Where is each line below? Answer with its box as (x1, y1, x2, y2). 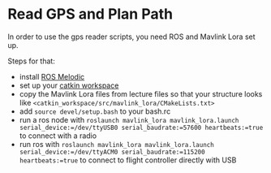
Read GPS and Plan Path (7, 5, 174, 24)
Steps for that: (7, 56, 56, 66)
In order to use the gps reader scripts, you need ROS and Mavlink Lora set (7, 32, 256, 41)
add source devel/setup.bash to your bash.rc (19, 106, 171, 116)
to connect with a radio (19, 131, 97, 141)
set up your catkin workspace (19, 80, 119, 90)
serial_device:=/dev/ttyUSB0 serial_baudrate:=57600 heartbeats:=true (19, 123, 264, 132)
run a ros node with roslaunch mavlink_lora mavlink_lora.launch (19, 115, 239, 124)
